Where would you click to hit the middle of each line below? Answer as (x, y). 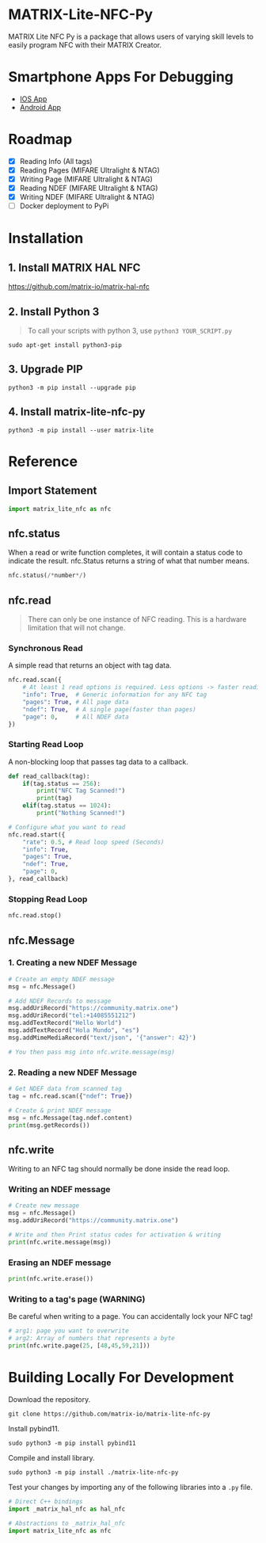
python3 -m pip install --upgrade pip (72, 387)
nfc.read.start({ (37, 834)
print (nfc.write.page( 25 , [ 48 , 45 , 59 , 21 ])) (79, 1346)
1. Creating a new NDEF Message (72, 962)
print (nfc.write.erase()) (51, 1279)
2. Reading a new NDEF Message (72, 1072)
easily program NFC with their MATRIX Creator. (85, 44)
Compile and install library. (51, 1457)
